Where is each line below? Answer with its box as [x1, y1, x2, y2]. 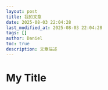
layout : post [6, 8, 38, 15]
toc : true [6, 41, 30, 47]
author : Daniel [6, 35, 43, 41]
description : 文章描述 [6, 46, 57, 52]
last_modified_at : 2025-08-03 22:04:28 [6, 24, 103, 31]
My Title [6, 71, 46, 84]
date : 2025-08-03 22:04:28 [6, 19, 71, 25]
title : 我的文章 [6, 14, 42, 20]
